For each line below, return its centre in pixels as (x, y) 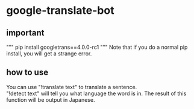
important (25, 33)
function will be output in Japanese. (51, 99)
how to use (27, 73)
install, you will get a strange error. (49, 54)
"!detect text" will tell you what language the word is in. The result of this (96, 93)
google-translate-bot (60, 11)
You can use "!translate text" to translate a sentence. (72, 87)
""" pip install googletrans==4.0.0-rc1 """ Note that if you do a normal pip (97, 47)
